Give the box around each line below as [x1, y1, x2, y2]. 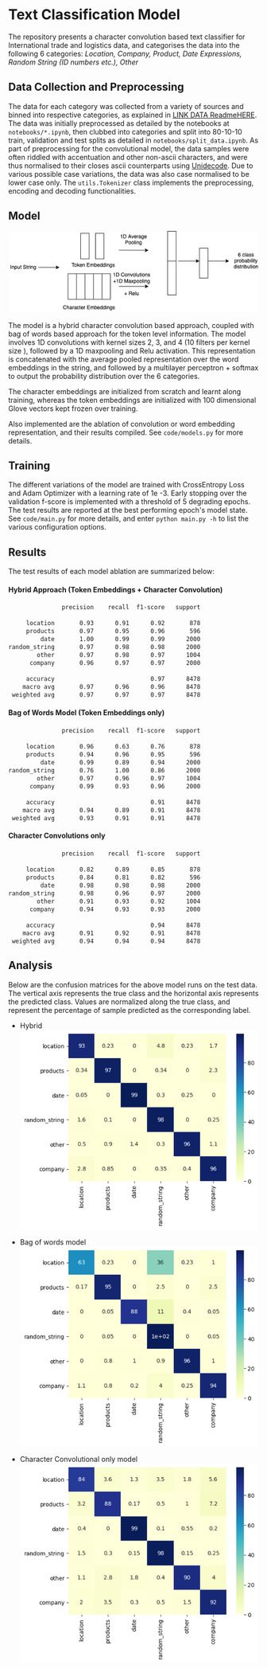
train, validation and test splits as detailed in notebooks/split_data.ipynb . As [8, 135, 259, 145]
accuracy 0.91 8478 [25, 798, 201, 806]
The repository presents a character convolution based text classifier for [8, 32, 246, 41]
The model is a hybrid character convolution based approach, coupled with [8, 320, 254, 330]
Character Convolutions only [8, 831, 106, 841]
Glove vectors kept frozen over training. [8, 404, 138, 413]
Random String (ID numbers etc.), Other [8, 57, 139, 67]
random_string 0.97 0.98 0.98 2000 [8, 643, 201, 651]
